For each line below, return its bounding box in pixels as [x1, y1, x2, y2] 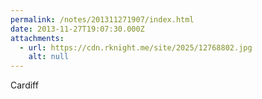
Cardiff [10, 79, 39, 91]
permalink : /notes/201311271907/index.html [10, 14, 195, 25]
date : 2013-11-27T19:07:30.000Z [10, 24, 145, 34]
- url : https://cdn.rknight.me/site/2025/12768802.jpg [19, 42, 253, 53]
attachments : [10, 33, 65, 43]
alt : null [28, 52, 70, 62]
